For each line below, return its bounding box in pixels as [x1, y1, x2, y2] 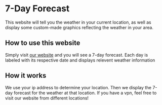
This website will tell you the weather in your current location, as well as [5, 19, 152, 25]
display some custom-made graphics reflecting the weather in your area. [5, 24, 154, 30]
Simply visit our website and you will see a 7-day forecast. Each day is [5, 52, 148, 58]
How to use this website [5, 39, 81, 47]
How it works [5, 71, 46, 80]
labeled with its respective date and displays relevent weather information [5, 57, 156, 63]
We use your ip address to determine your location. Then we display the [5, 84, 152, 90]
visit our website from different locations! [5, 95, 89, 101]
